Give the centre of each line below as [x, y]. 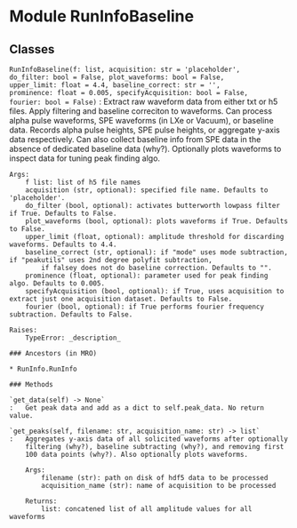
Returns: [41, 501]
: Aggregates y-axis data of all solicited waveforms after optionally [149, 439]
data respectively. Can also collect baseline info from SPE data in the [135, 139]
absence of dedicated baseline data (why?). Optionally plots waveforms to [145, 149]
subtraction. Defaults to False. [71, 315]
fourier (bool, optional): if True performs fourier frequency [145, 307]
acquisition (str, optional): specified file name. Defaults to [147, 190]
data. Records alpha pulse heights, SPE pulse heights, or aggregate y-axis [144, 130]
